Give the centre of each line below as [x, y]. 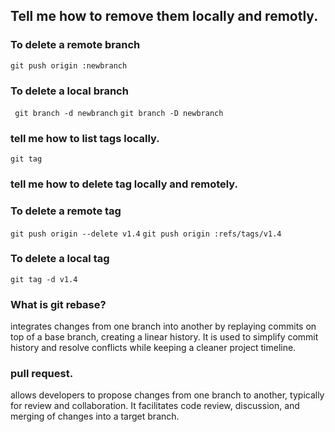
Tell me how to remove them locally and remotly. [164, 16]
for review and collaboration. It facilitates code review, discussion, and [155, 406]
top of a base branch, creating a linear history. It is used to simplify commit [164, 337]
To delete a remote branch [75, 45]
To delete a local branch [69, 91]
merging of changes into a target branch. [95, 416]
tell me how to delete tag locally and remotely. [124, 184]
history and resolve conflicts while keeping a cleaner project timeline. [153, 348]
